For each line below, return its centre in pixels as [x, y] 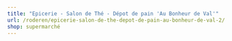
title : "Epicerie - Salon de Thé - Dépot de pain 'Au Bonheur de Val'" [113, 14]
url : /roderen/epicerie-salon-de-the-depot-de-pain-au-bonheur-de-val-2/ [116, 20]
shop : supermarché [34, 26]
